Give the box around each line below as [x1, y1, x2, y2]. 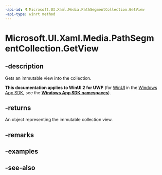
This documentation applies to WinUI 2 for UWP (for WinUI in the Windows [5, 85, 157, 90]
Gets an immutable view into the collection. [5, 75, 91, 81]
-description [5, 62, 44, 70]
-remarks [5, 131, 34, 139]
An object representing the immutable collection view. [5, 117, 113, 122]
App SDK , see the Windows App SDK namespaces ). [5, 89, 111, 95]
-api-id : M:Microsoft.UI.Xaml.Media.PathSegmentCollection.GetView [5, 7, 145, 12]
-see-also [5, 164, 36, 172]
